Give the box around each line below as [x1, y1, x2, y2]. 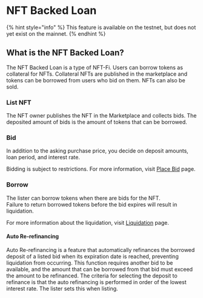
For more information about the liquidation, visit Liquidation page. [6, 219, 170, 226]
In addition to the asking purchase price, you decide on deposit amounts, [6, 147, 189, 154]
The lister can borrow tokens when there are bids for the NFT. [6, 194, 161, 202]
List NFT [6, 98, 32, 107]
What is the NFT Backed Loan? [6, 48, 124, 58]
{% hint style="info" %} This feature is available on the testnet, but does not [6, 24, 196, 31]
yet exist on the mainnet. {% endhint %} [6, 30, 106, 37]
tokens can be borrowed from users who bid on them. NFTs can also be [6, 76, 186, 84]
